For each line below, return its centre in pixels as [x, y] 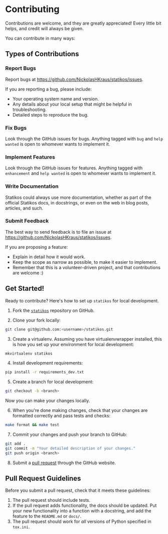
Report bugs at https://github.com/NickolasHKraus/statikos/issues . [74, 79]
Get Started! [25, 289]
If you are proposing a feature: [37, 247]
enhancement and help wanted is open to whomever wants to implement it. [81, 173]
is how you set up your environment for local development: [73, 344]
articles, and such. [24, 208]
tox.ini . [21, 527]
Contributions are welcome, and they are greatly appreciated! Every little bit [83, 23]
